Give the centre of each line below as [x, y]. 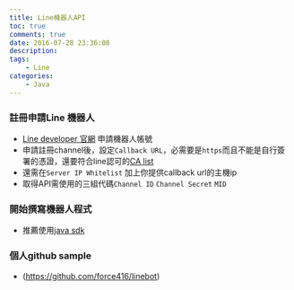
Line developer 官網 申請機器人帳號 [87, 138]
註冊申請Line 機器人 [52, 118]
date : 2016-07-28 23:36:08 [60, 43]
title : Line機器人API [48, 18]
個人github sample [51, 256]
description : [34, 51]
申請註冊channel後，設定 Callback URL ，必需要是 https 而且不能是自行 [150, 150]
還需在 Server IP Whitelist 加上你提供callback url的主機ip [130, 172]
